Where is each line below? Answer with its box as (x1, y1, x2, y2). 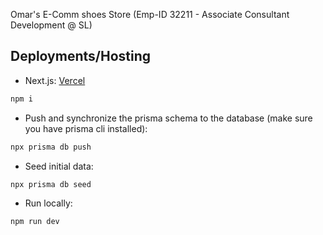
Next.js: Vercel (24, 74, 86, 86)
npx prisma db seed (10, 179, 92, 189)
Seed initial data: (24, 160, 94, 172)
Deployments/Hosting (10, 48, 151, 65)
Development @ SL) (10, 19, 93, 31)
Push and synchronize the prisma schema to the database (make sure (24, 112, 313, 124)
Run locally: (24, 197, 73, 209)
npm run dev (10, 217, 60, 227)
